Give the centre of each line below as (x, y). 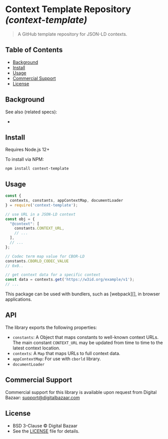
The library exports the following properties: (51, 327)
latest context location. (36, 348)
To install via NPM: (25, 159)
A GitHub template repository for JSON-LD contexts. (72, 34)
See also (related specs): (31, 112)
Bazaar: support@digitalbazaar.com (43, 398)
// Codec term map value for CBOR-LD (45, 256)
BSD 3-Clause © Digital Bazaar (45, 425)
